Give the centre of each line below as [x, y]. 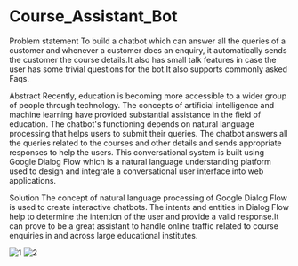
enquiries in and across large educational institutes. [104, 235]
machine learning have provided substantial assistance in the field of [135, 114]
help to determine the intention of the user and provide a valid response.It [144, 216]
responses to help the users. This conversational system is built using [137, 152]
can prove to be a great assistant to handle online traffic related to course [144, 226]
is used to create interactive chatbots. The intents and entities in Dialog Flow [149, 207]
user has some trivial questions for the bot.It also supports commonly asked [148, 69]
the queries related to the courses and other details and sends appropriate [145, 143]
